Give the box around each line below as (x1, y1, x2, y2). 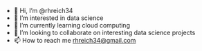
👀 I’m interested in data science (13, 14, 104, 22)
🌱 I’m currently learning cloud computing (13, 21, 130, 29)
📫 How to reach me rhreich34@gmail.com (13, 37, 136, 44)
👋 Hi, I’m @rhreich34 (13, 7, 73, 14)
